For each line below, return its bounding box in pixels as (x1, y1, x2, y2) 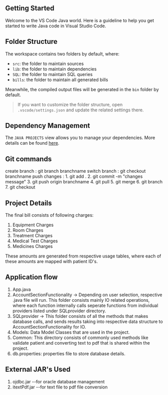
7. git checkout (5, 184, 36, 190)
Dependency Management (5, 121, 90, 130)
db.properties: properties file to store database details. (12, 350, 126, 357)
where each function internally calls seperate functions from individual (12, 302, 158, 308)
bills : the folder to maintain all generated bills (12, 77, 108, 83)
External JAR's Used (5, 365, 71, 374)
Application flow (5, 273, 58, 282)
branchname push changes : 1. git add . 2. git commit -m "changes (5, 173, 143, 179)
